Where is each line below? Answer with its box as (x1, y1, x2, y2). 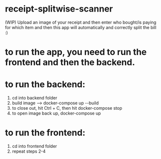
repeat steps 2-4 (12, 148, 46, 154)
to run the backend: (5, 79, 86, 90)
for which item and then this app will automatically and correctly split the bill (5, 24, 157, 30)
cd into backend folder (12, 95, 58, 101)
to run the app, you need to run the (5, 47, 147, 58)
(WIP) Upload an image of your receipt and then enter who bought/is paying (5, 19, 157, 25)
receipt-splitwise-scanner (5, 3, 113, 14)
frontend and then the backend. (5, 57, 135, 68)
